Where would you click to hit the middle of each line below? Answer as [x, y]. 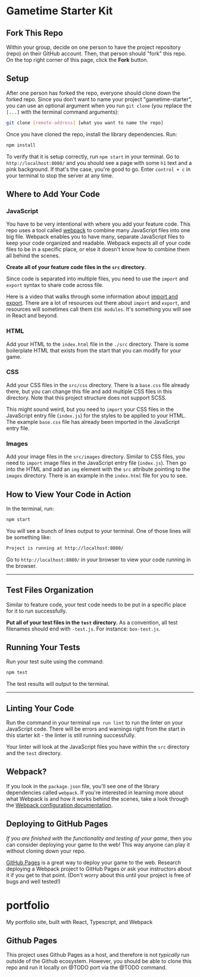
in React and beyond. [32, 316]
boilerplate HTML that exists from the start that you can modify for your [94, 350]
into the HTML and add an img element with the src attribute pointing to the [98, 469]
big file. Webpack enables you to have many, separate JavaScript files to [95, 237]
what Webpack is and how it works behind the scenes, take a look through [97, 798]
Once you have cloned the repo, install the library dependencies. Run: [92, 134]
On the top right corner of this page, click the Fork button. [77, 60]
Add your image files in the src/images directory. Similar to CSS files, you [96, 457]
